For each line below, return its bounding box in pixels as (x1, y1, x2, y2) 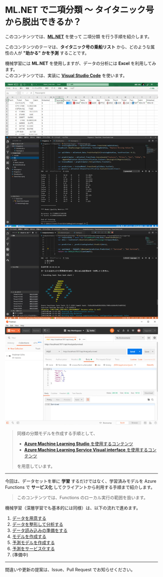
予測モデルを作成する (12, 540, 55, 545)
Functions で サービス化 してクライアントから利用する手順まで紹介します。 (5, 484, 155, 490)
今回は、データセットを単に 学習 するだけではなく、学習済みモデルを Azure (5, 478, 157, 484)
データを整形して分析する (12, 521, 64, 527)
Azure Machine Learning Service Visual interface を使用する (24, 447, 148, 452)
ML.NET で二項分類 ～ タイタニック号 (5, 4, 154, 16)
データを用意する (12, 515, 47, 521)
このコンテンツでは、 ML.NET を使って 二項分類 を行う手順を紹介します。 (5, 34, 152, 39)
